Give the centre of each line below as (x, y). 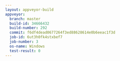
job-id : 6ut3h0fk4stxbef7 (36, 37)
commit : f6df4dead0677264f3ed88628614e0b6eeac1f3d (62, 32)
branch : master (25, 19)
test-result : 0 (25, 51)
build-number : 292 (29, 28)
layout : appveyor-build (30, 10)
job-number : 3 (24, 42)
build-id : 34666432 (30, 23)
